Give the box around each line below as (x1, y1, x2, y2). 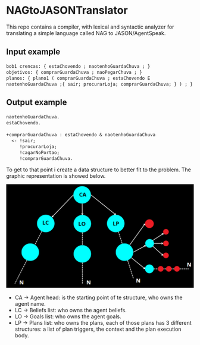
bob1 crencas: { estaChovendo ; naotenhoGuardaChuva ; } (6, 63, 151, 69)
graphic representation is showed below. (6, 172, 106, 179)
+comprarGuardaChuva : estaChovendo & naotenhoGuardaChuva (6, 131, 156, 137)
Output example (6, 98, 67, 108)
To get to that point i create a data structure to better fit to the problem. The (6, 166, 192, 173)
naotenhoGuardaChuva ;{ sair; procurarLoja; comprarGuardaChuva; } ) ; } (6, 81, 193, 87)
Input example (6, 47, 61, 57)
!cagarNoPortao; (19, 149, 60, 155)
